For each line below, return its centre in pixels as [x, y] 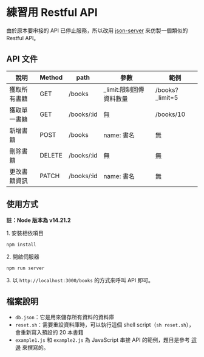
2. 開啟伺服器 [23, 257]
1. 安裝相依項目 [25, 233]
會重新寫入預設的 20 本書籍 [49, 333]
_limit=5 [167, 97]
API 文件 [22, 59]
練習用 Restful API [52, 12]
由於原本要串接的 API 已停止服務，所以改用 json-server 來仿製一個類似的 [97, 30]
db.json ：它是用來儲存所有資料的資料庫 [64, 317]
